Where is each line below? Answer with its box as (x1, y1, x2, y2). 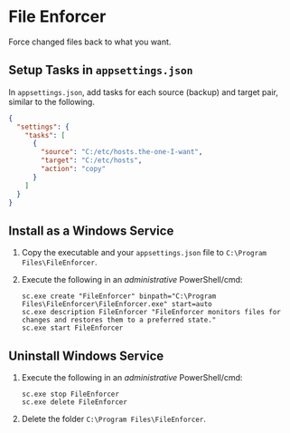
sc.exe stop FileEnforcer (21, 390, 119, 399)
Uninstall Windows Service (8, 348, 164, 363)
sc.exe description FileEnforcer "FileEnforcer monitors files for (21, 308, 281, 317)
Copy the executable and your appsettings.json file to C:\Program (21, 247, 267, 258)
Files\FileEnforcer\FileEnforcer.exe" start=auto (21, 300, 213, 309)
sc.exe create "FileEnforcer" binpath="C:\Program (21, 292, 217, 301)
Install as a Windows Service (8, 223, 174, 238)
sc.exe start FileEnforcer (21, 323, 124, 332)
